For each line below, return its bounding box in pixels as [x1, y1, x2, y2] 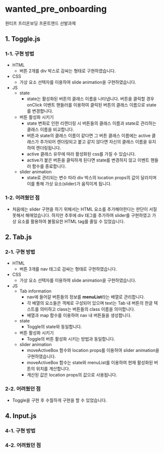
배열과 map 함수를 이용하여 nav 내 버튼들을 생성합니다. [26, 312, 132, 318]
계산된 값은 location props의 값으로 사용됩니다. [26, 372, 117, 377]
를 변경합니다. [26, 108, 53, 114]
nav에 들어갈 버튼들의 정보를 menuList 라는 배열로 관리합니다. [26, 293, 145, 300]
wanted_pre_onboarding [5, 3, 107, 15]
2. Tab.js [5, 233, 32, 241]
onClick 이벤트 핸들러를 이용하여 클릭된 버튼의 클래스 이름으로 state [26, 102, 157, 107]
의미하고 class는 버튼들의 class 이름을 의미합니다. [40, 306, 136, 312]
